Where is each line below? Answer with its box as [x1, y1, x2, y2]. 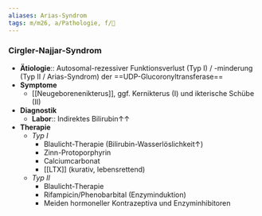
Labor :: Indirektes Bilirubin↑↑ [31, 114, 131, 123]
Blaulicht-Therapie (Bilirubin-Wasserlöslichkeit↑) [43, 139, 204, 148]
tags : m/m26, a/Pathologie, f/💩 [8, 19, 115, 27]
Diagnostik [19, 105, 57, 115]
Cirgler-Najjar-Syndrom [8, 45, 102, 56]
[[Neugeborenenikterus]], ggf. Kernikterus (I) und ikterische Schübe [31, 88, 255, 98]
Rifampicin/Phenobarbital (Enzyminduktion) [43, 190, 187, 199]
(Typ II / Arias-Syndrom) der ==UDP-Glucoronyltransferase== [19, 71, 224, 81]
